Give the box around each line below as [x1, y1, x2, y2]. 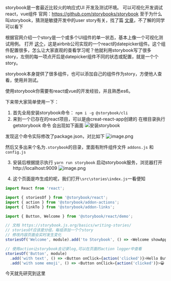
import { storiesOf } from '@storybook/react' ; [5, 195, 108, 200]
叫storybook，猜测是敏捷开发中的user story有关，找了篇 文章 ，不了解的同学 [5, 17, 165, 23]
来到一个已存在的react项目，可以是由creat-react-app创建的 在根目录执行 [12, 116, 165, 122]
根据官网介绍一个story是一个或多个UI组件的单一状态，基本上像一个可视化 [5, 35, 159, 40]
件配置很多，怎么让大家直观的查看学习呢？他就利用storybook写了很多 [5, 47, 152, 53]
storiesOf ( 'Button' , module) [5, 251, 67, 256]
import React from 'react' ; [5, 186, 65, 191]
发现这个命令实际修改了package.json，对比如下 [5, 133, 105, 139]
